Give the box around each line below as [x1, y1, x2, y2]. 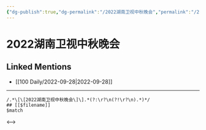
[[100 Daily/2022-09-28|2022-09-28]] [15, 78, 113, 85]
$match [6, 107, 23, 114]
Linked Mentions [6, 62, 72, 72]
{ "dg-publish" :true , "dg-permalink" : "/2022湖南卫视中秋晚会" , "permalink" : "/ [6, 9, 197, 15]
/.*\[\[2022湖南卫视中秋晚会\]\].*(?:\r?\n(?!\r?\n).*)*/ [6, 96, 150, 103]
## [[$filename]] [6, 102, 51, 108]
